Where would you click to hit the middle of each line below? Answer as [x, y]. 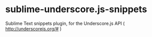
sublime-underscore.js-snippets [76, 9]
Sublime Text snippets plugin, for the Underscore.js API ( [65, 23]
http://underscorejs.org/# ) [34, 28]
